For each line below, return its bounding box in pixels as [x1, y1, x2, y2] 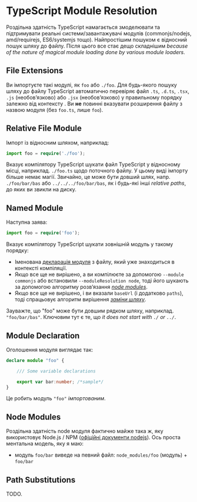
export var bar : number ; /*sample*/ [16, 378, 104, 385]
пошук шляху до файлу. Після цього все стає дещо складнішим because [6, 42, 188, 49]
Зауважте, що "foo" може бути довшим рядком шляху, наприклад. [6, 307, 174, 314]
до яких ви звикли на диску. [6, 186, 76, 193]
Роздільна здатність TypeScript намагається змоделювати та [6, 24, 161, 31]
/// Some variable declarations [16, 368, 96, 374]
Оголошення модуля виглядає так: [6, 346, 94, 353]
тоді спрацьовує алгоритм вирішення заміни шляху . [14, 296, 146, 303]
